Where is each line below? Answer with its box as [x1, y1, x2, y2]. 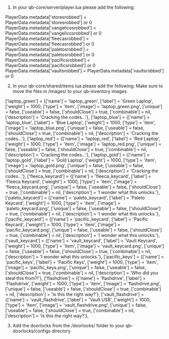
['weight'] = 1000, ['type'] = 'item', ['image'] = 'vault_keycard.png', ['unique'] [5, 243, 164, 249]
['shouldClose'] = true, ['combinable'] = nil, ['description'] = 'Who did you [5, 270, 158, 276]
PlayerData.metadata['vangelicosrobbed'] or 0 [5, 30, 102, 36]
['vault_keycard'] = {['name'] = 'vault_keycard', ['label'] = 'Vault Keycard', [5, 237, 157, 244]
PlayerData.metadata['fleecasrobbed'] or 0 [5, 41, 95, 47]
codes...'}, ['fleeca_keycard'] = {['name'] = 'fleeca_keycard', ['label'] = [5, 173, 151, 179]
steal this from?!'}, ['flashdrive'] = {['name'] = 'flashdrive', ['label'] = [5, 275, 146, 281]
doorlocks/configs [12, 328, 51, 334]
